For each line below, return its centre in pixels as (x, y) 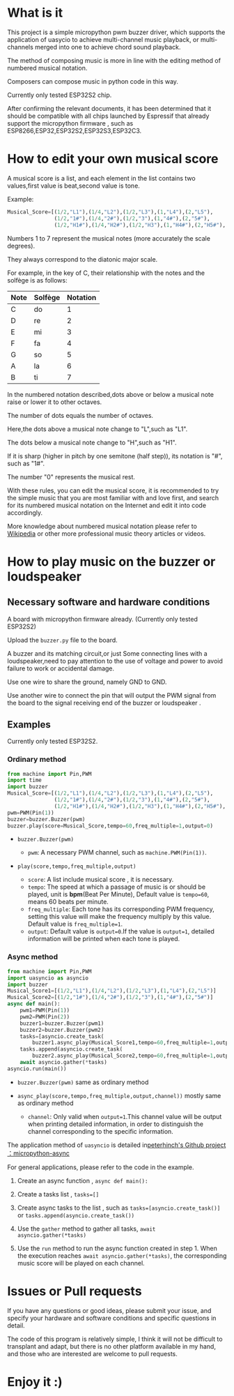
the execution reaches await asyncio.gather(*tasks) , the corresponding (122, 1255)
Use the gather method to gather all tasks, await (86, 1229)
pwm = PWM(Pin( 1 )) (31, 813)
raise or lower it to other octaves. (55, 402)
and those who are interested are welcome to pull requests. (92, 1353)
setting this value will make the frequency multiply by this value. (119, 917)
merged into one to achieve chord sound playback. (108, 47)
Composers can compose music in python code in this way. (93, 81)
